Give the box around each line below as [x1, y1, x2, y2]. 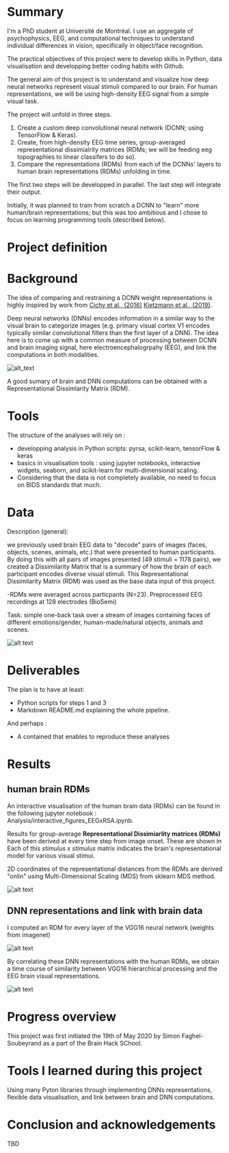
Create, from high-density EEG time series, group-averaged [16, 138, 186, 146]
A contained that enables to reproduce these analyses [16, 732, 170, 741]
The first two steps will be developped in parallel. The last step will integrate [7, 180, 221, 188]
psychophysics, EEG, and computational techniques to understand [7, 34, 195, 42]
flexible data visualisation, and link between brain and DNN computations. [7, 1093, 215, 1101]
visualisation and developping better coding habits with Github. [7, 62, 185, 70]
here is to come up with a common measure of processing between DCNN [7, 336, 217, 345]
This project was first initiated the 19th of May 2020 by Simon [7, 1032, 180, 1040]
